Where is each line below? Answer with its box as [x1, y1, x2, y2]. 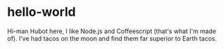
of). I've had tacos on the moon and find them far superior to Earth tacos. [7, 34, 217, 42]
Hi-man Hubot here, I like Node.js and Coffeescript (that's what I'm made [7, 27, 217, 35]
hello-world [7, 4, 77, 20]
